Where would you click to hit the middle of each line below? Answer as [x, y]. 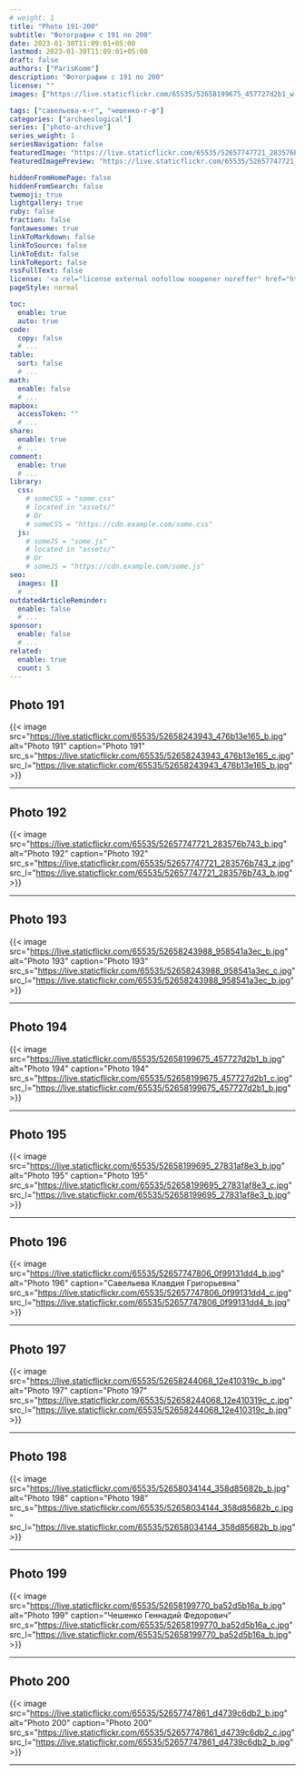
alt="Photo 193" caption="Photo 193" [79, 960]
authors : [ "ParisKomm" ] [54, 69]
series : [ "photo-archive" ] [60, 127]
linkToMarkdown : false [52, 237]
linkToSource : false [49, 245]
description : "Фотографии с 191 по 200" [87, 77]
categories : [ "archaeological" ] [70, 119]
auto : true [38, 321]
